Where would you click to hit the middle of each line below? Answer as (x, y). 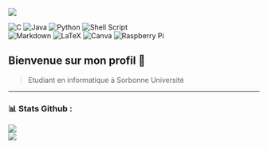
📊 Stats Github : (41, 108)
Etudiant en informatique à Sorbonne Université (106, 80)
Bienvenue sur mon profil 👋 (77, 61)
